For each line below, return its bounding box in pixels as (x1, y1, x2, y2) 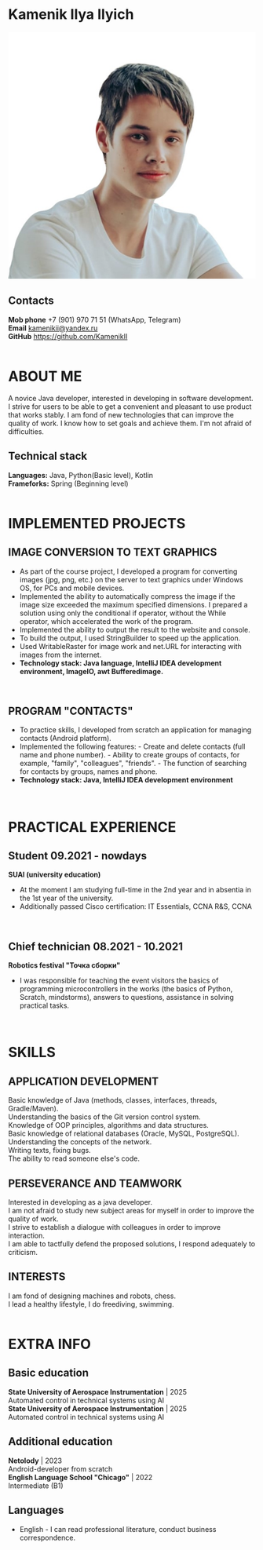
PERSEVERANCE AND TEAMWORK (8, 1176, 183, 1190)
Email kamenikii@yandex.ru (8, 323, 98, 333)
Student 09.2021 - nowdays (8, 849, 148, 863)
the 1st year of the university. (19, 893, 114, 903)
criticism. (8, 1248, 38, 1257)
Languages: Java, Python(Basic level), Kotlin (8, 470, 154, 480)
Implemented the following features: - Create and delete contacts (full (19, 742, 246, 751)
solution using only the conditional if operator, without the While (19, 608, 226, 618)
